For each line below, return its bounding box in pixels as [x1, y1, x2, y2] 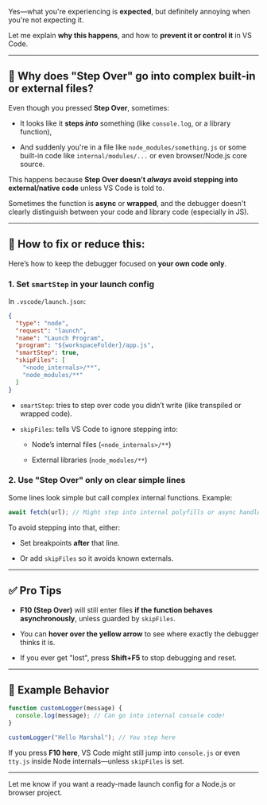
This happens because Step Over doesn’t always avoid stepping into [8, 174, 238, 184]
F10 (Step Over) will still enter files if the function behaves [19, 605, 213, 615]
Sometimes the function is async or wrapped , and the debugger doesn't [8, 198, 246, 208]
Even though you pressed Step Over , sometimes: [8, 103, 169, 112]
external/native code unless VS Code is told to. [8, 183, 165, 192]
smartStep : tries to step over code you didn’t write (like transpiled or [19, 400, 242, 410]
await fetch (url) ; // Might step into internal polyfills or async [8, 508, 237, 516]
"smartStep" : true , [15, 349, 80, 357]
